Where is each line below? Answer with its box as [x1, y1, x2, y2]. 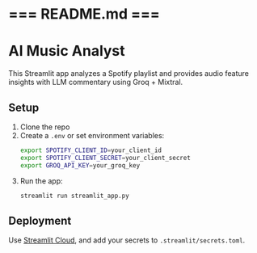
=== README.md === [8, 5, 160, 23]
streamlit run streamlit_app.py [19, 192, 129, 200]
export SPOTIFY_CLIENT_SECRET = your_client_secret [19, 154, 192, 162]
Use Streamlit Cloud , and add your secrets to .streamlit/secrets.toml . [8, 235, 246, 245]
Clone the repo [19, 122, 70, 132]
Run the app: [19, 175, 63, 186]
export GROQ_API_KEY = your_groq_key [19, 161, 141, 170]
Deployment [8, 213, 72, 227]
